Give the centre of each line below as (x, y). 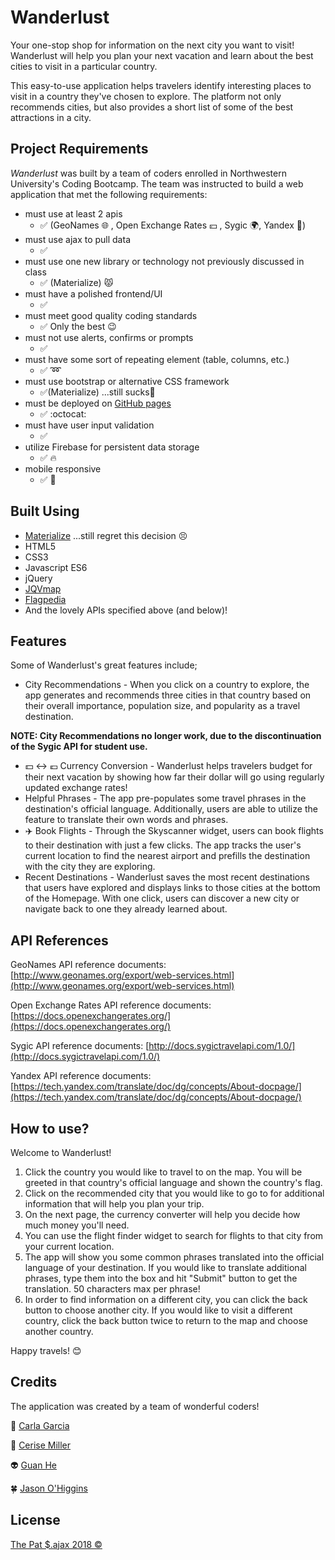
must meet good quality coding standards (111, 315)
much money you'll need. (77, 1225)
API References (59, 940)
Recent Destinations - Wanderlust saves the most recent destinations (167, 877)
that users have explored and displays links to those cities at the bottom (172, 888)
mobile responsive (63, 468)
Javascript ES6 (56, 567)
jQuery (38, 578)
